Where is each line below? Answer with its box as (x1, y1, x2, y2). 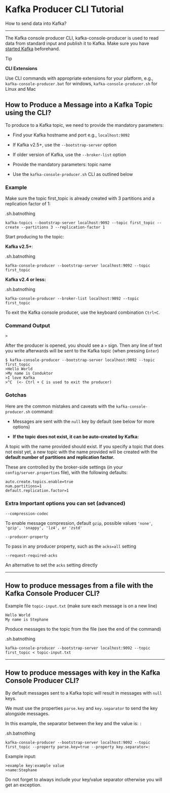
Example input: (5, 753, 36, 759)
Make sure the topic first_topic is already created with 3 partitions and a (5, 195, 155, 201)
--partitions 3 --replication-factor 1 (21, 225, 105, 230)
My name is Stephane (5, 617, 49, 622)
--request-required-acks (5, 553, 58, 558)
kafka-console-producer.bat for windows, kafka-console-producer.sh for (5, 80, 158, 87)
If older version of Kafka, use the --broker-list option (12, 151, 126, 158)
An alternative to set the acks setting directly (5, 562, 98, 568)
